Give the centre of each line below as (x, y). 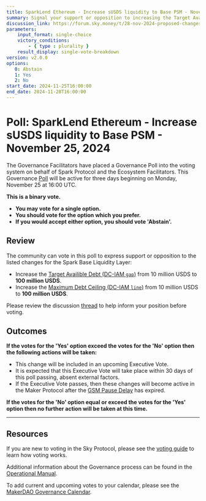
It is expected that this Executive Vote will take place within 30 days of (104, 371)
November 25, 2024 (59, 148)
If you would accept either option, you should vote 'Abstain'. (93, 221)
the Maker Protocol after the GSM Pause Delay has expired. (90, 391)
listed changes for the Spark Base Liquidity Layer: (69, 262)
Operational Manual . (32, 473)
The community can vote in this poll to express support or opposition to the (101, 256)
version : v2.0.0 (27, 58)
